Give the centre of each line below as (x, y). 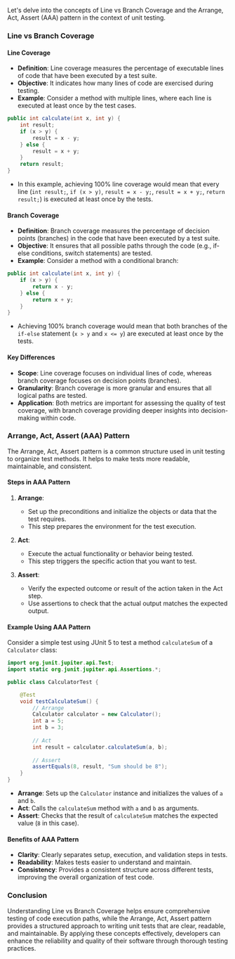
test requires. (47, 519)
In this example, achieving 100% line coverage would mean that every (118, 184)
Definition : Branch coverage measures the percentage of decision (113, 231)
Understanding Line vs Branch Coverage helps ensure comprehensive (109, 910)
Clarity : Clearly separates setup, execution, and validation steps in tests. (122, 855)
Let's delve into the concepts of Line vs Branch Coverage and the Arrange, (115, 10)
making (28, 418)
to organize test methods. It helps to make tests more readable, (99, 458)
